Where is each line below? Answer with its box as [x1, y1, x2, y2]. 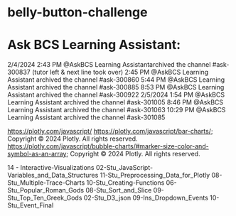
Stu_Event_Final [7, 201, 54, 210]
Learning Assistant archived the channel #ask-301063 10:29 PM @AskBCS [7, 106, 226, 114]
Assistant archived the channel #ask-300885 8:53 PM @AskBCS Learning [7, 83, 225, 92]
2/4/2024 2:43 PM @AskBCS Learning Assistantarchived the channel [7, 60, 211, 69]
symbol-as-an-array [7, 150, 67, 158]
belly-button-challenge [7, 4, 148, 21]
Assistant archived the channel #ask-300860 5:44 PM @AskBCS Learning [7, 75, 225, 84]
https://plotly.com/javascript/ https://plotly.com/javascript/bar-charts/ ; [7, 127, 213, 136]
